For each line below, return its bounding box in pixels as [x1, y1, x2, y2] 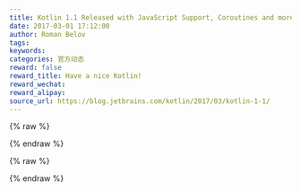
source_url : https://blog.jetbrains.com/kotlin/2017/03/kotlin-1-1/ [9, 96, 271, 106]
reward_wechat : [9, 80, 66, 89]
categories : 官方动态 [9, 55, 85, 64]
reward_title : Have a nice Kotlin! [9, 72, 142, 81]
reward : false [9, 64, 63, 73]
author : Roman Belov [9, 30, 87, 39]
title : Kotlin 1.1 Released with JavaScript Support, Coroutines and [9, 13, 275, 22]
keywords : [9, 47, 47, 56]
